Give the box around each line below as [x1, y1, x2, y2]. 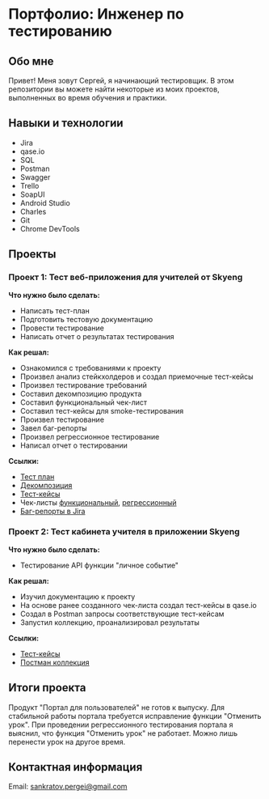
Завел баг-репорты [19, 423, 87, 433]
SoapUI [19, 189, 45, 199]
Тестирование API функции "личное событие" [19, 560, 179, 570]
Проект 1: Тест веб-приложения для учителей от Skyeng [8, 272, 243, 283]
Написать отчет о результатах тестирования [19, 331, 175, 341]
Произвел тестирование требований [19, 380, 147, 389]
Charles [19, 206, 47, 216]
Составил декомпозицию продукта [19, 389, 142, 398]
